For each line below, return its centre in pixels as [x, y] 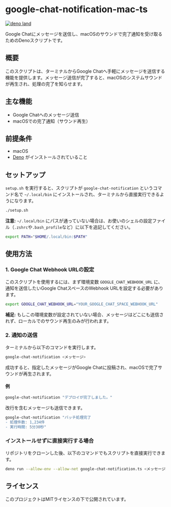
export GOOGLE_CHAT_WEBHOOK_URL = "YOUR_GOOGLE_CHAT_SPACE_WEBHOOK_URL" [82, 304]
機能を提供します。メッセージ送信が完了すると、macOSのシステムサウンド [84, 77]
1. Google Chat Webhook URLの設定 [50, 270]
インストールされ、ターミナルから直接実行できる [109, 194]
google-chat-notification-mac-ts [77, 9]
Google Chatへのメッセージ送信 [46, 115]
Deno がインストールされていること [50, 157]
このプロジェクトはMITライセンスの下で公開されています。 [67, 499]
